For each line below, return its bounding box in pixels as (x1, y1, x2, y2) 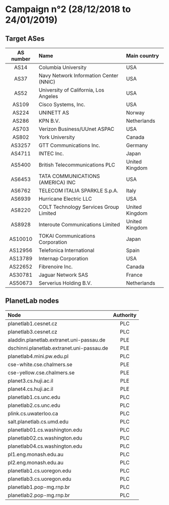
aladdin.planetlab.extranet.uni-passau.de (8, 336, 106, 343)
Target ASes (5, 34, 45, 43)
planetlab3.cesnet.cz (8, 328, 57, 335)
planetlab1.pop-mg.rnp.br (8, 483, 70, 490)
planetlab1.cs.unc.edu (8, 393, 60, 400)
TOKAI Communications (38, 232, 96, 239)
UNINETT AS (38, 109, 69, 116)
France (126, 272, 143, 278)
